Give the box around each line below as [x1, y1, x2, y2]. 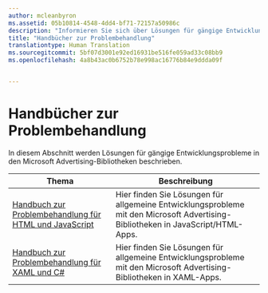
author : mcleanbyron [8, 11, 77, 20]
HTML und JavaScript [12, 219, 94, 230]
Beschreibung [158, 175, 213, 186]
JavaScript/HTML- [172, 219, 243, 230]
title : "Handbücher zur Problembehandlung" [8, 34, 156, 42]
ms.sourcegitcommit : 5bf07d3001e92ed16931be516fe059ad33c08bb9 [8, 49, 223, 57]
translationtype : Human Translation [8, 42, 130, 49]
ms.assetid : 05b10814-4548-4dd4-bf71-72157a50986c [8, 19, 180, 27]
